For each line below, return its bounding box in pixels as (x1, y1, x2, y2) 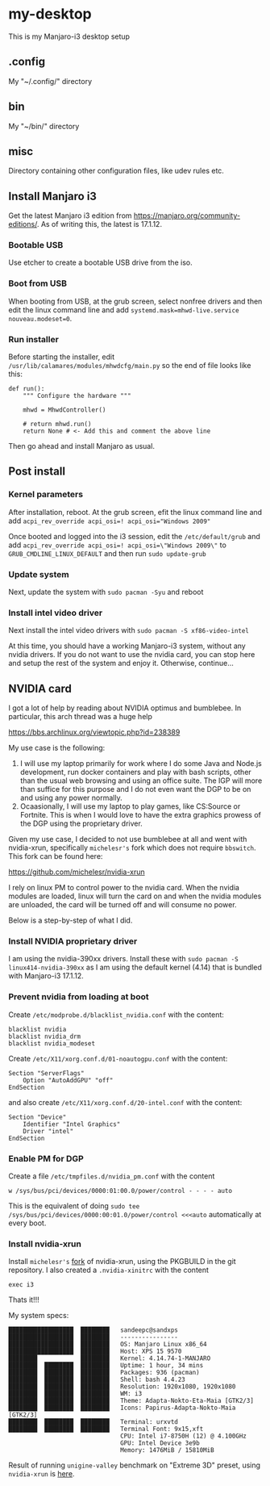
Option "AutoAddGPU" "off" (23, 1076, 114, 1084)
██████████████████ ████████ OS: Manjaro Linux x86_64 (8, 1341, 207, 1349)
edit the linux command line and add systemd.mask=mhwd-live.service (8, 304, 239, 315)
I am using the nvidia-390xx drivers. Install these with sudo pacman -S (8, 954, 239, 964)
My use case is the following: (8, 743, 106, 753)
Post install (8, 465, 66, 479)
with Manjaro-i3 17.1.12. (8, 971, 84, 981)
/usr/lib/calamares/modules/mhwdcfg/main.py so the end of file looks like (8, 361, 251, 370)
